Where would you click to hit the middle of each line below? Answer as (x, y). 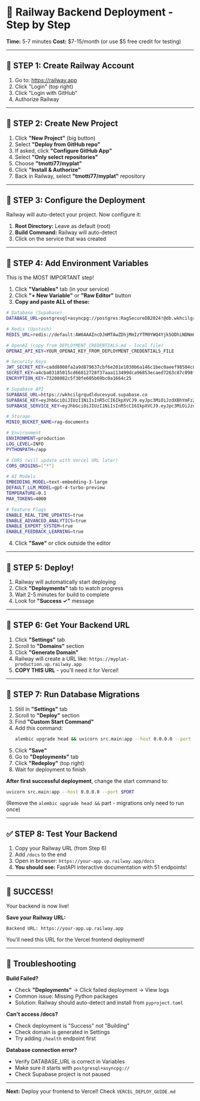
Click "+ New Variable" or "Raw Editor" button (73, 295)
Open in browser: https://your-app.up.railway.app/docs (85, 861)
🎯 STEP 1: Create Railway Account (70, 66)
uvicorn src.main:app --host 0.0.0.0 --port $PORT (70, 792)
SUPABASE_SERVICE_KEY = (34, 406)
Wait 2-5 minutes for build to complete (62, 594)
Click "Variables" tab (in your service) (62, 289)
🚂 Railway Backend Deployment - (90, 12)
